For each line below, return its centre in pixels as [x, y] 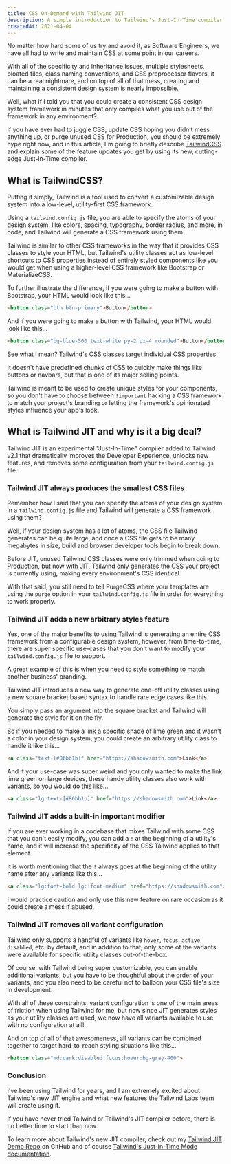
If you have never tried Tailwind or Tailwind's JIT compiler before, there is [111, 1119]
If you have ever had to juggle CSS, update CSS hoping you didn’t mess [109, 130]
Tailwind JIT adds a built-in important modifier [86, 817]
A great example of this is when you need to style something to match [106, 669]
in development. [30, 989]
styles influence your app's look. [53, 410]
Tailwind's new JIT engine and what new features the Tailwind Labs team [111, 1098]
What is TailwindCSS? [55, 180]
